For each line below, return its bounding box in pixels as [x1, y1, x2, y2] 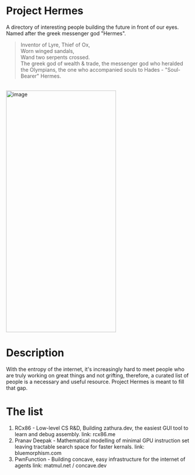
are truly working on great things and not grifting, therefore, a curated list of [6, 372, 189, 379]
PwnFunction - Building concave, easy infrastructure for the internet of [14, 456, 186, 463]
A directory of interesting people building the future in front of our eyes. [6, 24, 179, 31]
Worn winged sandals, [20, 47, 75, 54]
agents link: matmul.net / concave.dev [14, 461, 107, 469]
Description [6, 346, 64, 360]
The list [6, 405, 43, 419]
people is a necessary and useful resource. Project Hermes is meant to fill [6, 378, 184, 385]
